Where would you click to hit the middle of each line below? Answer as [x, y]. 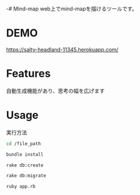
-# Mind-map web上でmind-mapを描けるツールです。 [72, 9]
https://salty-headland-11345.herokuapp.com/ [62, 49]
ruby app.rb [21, 187]
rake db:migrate [26, 176]
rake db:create [25, 165]
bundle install [25, 154]
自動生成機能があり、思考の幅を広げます [55, 90]
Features [28, 74]
